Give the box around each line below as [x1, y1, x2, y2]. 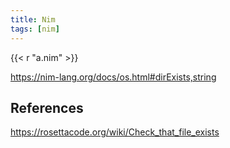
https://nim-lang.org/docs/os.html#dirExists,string [10, 71, 217, 83]
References [10, 99, 84, 116]
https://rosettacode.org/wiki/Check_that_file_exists [10, 126, 220, 138]
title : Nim [10, 14, 56, 25]
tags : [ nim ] [10, 24, 60, 34]
